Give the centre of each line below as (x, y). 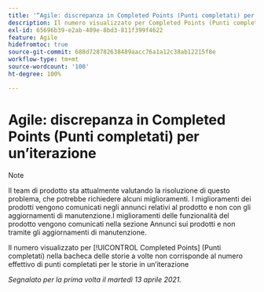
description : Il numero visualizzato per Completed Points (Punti (119, 23)
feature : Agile (33, 37)
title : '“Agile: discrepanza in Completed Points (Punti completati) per (132, 15)
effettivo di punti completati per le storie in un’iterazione (99, 264)
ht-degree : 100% (35, 74)
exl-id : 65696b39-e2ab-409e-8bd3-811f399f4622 (86, 30)
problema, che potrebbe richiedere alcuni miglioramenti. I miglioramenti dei (130, 198)
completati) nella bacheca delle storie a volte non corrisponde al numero (126, 256)
